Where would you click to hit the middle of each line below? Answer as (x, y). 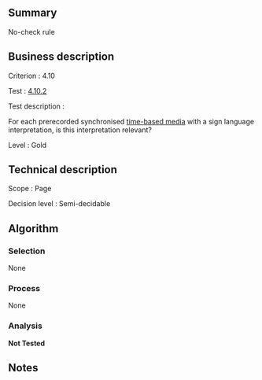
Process (24, 289)
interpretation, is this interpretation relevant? (80, 130)
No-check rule (31, 31)
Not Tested (27, 343)
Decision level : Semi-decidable (59, 204)
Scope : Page (30, 189)
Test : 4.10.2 (28, 90)
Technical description (63, 170)
